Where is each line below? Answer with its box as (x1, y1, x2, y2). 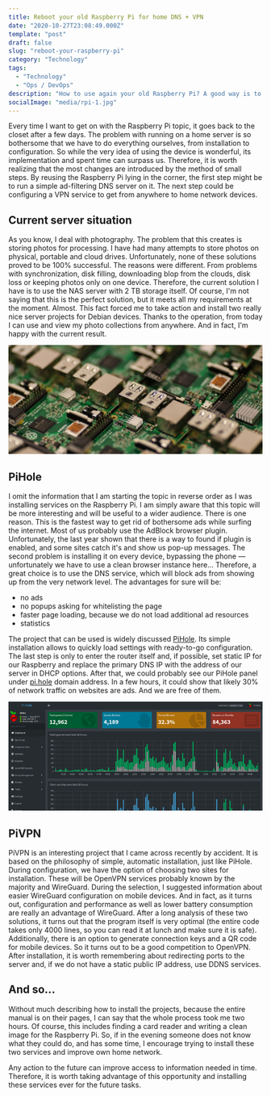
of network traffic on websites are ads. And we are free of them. (8, 686, 222, 696)
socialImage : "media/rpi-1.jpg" (8, 98, 117, 107)
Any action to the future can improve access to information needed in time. (8, 1062, 257, 1073)
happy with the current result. (8, 329, 107, 339)
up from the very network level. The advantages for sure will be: (8, 577, 222, 587)
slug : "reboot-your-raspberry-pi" (8, 47, 125, 56)
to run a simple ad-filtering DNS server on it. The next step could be (8, 182, 234, 191)
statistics (19, 618, 51, 629)
